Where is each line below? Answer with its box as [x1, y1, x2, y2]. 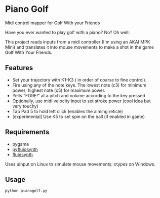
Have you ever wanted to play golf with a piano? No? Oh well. [5, 29, 130, 35]
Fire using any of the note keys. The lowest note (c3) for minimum [12, 82, 147, 88]
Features [5, 64, 33, 72]
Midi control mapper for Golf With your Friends [5, 20, 100, 26]
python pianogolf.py [5, 189, 48, 194]
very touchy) [12, 103, 39, 109]
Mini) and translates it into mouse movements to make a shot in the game [5, 44, 154, 50]
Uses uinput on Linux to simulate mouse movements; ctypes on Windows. [5, 161, 156, 167]
